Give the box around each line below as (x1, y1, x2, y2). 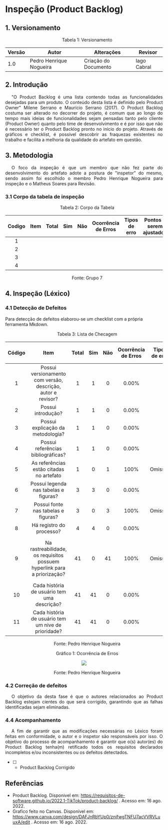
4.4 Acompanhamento (5, 716, 61, 723)
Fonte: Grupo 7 (71, 275, 102, 281)
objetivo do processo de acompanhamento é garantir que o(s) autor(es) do (5, 739, 163, 745)
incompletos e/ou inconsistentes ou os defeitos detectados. (5, 750, 128, 756)
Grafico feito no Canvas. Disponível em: (12, 808, 94, 814)
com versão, (34, 376, 63, 383)
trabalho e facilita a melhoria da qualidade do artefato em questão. (5, 137, 142, 143)
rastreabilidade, (30, 545, 67, 552)
